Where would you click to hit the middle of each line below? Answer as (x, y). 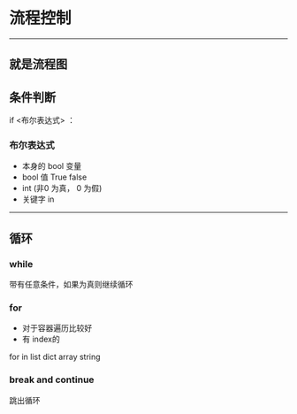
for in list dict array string (55, 357)
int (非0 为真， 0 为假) (62, 188)
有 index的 (41, 339)
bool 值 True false (54, 177)
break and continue (52, 379)
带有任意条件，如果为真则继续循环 (71, 285)
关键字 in (38, 199)
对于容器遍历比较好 (57, 328)
